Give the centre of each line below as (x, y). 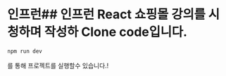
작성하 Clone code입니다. (116, 32)
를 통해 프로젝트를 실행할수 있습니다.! (58, 65)
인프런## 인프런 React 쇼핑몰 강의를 (106, 14)
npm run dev (25, 51)
